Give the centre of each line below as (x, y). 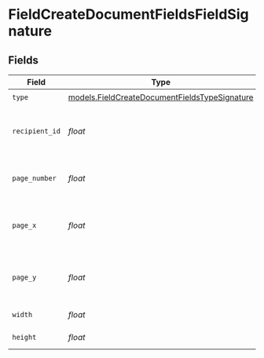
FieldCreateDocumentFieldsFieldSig (128, 15)
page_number (35, 178)
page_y (24, 278)
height (24, 337)
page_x (24, 225)
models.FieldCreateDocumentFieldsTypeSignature (161, 97)
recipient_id (37, 131)
